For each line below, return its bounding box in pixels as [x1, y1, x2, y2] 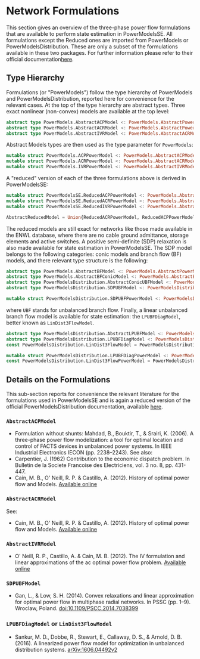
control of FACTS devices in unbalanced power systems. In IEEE [14, 443, 172, 450]
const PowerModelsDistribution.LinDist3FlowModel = [6, 342, 137, 348]
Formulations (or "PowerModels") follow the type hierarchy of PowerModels [6, 88, 193, 96]
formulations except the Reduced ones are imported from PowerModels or [6, 36, 189, 44]
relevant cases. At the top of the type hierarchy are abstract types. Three [6, 101, 186, 109]
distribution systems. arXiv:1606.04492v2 [14, 646, 118, 653]
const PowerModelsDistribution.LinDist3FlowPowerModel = [6, 358, 151, 364]
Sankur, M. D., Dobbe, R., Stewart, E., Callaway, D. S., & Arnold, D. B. [14, 633, 183, 641]
